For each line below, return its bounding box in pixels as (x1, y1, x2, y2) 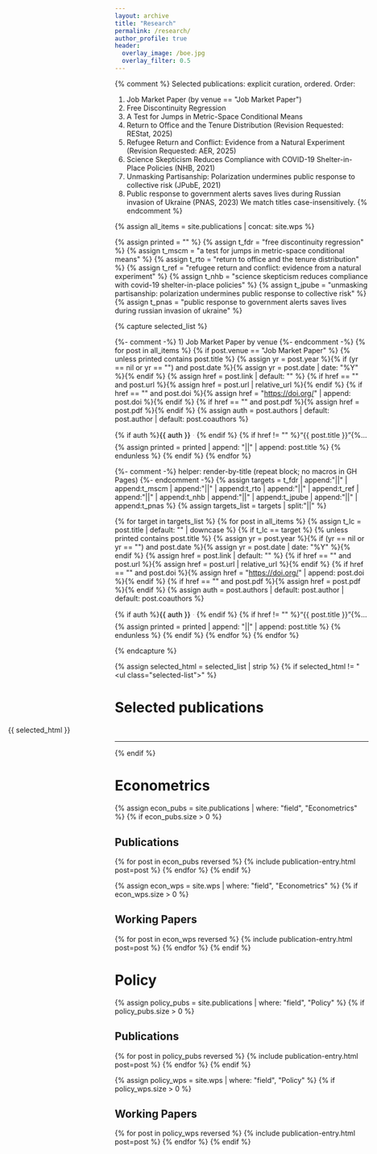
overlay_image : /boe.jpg (122, 49, 205, 57)
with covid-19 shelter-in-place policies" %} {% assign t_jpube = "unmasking (114, 280, 368, 290)
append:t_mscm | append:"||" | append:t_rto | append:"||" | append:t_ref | (114, 484, 359, 494)
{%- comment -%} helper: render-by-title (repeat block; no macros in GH (114, 467, 358, 477)
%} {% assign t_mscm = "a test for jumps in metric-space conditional (114, 245, 346, 255)
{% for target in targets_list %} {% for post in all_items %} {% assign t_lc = (114, 517, 362, 527)
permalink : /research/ (114, 27, 191, 35)
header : (114, 42, 141, 50)
